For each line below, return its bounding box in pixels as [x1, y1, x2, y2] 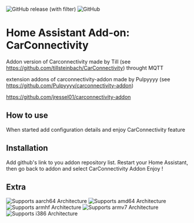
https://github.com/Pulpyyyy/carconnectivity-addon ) [6, 82, 134, 89]
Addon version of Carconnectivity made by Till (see [6, 58, 131, 65]
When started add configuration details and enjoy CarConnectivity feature [6, 126, 186, 133]
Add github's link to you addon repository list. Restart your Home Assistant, [6, 159, 188, 166]
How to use [6, 111, 48, 121]
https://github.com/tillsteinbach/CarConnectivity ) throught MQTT [6, 64, 163, 71]
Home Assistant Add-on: [6, 26, 130, 39]
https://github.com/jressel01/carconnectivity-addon [6, 93, 131, 100]
